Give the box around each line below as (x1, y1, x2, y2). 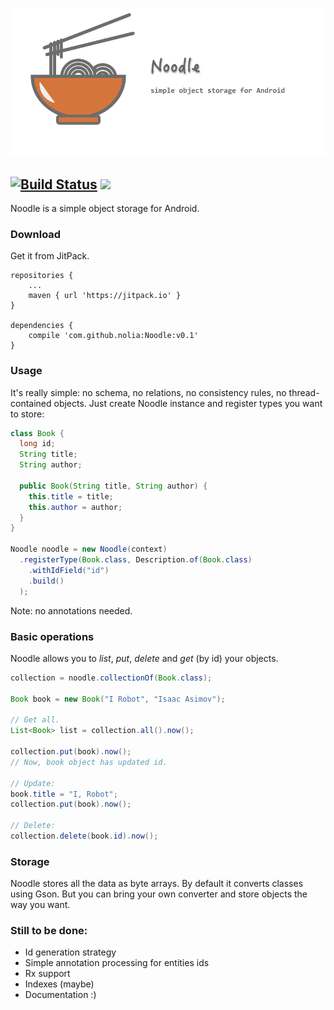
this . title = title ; (28, 491, 114, 502)
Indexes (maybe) (24, 978, 95, 990)
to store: (10, 408, 45, 420)
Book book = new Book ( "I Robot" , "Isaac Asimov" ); (10, 694, 226, 704)
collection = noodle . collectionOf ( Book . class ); (10, 673, 213, 683)
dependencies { (10, 321, 74, 331)
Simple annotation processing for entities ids (24, 957, 210, 969)
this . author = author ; (28, 502, 123, 512)
